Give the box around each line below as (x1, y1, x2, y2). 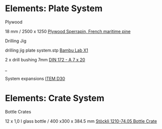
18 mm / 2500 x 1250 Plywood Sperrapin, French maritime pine (5, 28, 131, 34)
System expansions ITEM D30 (5, 75, 65, 81)
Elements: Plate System (5, 3, 103, 14)
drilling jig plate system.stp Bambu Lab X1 (5, 47, 88, 53)
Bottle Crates (5, 109, 32, 114)
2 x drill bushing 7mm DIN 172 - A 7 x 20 (5, 56, 85, 62)
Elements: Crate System (5, 93, 105, 104)
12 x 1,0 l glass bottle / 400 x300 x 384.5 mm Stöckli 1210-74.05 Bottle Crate (5, 118, 157, 124)
